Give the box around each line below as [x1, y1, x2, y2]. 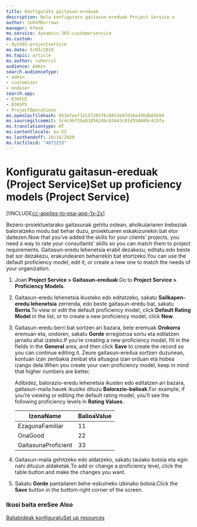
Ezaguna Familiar [17, 422, 64, 430]
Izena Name [28, 412, 62, 420]
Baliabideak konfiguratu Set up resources [6, 514, 105, 521]
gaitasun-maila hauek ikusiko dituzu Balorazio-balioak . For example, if [14, 385, 185, 392]
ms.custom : [6, 36, 33, 42]
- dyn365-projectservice [6, 42, 67, 48]
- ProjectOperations [6, 107, 57, 113]
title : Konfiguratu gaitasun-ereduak [6, 8, 99, 15]
